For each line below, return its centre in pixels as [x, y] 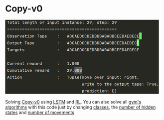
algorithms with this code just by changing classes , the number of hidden [81, 107]
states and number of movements [40, 112]
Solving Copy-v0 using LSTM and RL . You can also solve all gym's [73, 102]
